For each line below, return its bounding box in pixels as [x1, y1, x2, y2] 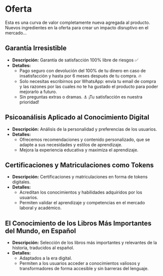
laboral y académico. [19, 205, 62, 211]
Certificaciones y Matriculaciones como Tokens [5, 161, 154, 169]
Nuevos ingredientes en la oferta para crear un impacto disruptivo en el [5, 24, 149, 30]
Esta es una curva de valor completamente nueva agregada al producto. [5, 20, 150, 25]
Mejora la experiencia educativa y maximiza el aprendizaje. [19, 147, 139, 153]
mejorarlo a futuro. [19, 89, 57, 95]
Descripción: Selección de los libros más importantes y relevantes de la [12, 240, 157, 246]
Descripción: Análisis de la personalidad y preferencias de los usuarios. [12, 126, 157, 132]
